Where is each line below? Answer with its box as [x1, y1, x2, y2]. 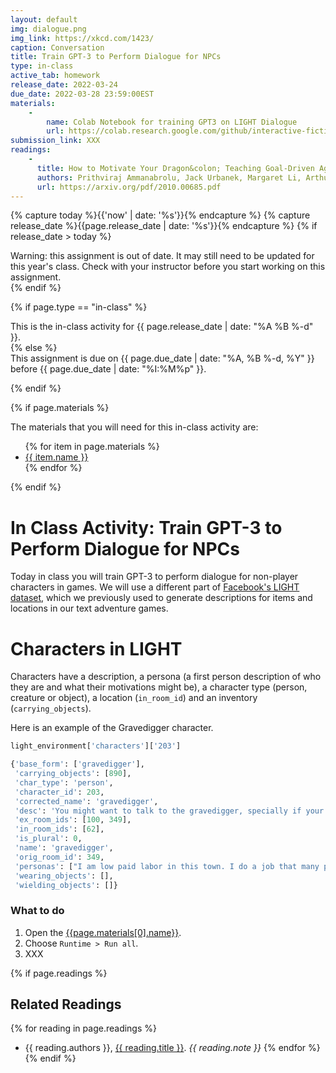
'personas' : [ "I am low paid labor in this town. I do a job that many [14, 861, 320, 871]
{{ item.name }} [24, 451, 89, 463]
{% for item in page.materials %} [24, 441, 160, 453]
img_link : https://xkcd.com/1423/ [10, 33, 155, 43]
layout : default [10, 14, 78, 25]
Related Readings [10, 996, 122, 1013]
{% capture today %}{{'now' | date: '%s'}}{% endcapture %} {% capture [10, 209, 311, 221]
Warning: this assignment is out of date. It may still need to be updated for [10, 250, 315, 262]
